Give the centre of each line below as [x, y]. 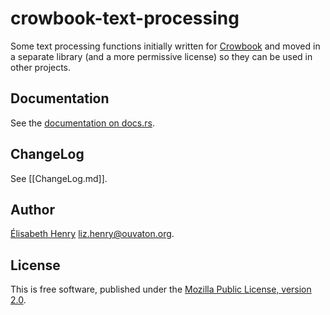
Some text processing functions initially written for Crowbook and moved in [165, 46]
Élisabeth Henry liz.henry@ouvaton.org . [92, 234]
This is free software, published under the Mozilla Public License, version [161, 289]
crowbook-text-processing [125, 18]
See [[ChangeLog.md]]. [59, 178]
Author [32, 209]
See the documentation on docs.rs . [82, 123]
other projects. [41, 67]
